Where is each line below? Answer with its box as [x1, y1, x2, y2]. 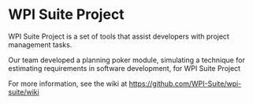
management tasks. [8, 39, 73, 49]
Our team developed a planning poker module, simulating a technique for [8, 55, 246, 65]
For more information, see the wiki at [8, 79, 128, 88]
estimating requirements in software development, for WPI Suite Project [8, 63, 241, 72]
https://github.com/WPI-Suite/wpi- [128, 79, 242, 88]
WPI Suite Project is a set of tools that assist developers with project [8, 32, 230, 41]
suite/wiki [8, 87, 39, 96]
